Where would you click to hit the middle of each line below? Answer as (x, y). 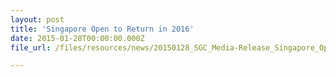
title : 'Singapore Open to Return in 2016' (102, 29)
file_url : (31, 47)
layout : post (37, 19)
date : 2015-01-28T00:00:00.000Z (77, 38)
